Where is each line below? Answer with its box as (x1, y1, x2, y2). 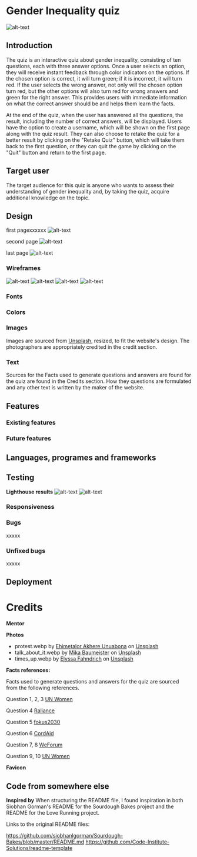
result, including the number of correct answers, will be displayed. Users (6, 118, 182, 125)
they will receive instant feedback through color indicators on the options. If (6, 69, 190, 76)
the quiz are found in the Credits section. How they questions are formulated (6, 378, 192, 385)
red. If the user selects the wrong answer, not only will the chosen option (6, 81, 183, 88)
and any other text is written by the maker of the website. (6, 384, 145, 391)
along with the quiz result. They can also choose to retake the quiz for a (6, 130, 180, 137)
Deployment (6, 577, 52, 587)
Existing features (6, 419, 56, 427)
